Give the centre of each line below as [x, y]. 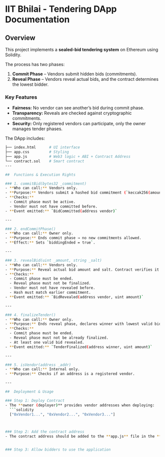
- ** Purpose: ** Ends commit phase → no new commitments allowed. [73, 238]
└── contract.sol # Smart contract [45, 161]
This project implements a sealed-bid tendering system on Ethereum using [82, 50]
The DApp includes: [25, 139]
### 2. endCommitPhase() [30, 229]
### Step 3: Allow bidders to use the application [58, 450]
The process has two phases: [35, 64]
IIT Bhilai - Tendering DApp [61, 9]
